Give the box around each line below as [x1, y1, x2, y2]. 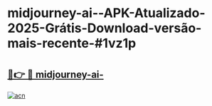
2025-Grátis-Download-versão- [7, 20, 202, 36]
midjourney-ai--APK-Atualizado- [7, 5, 206, 21]
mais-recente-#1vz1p [7, 36, 137, 51]
